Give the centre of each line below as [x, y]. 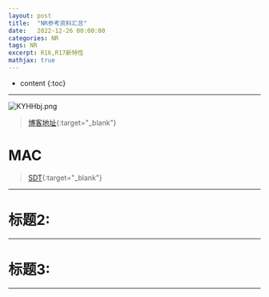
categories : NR [34, 38]
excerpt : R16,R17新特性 [46, 53]
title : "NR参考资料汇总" [48, 23]
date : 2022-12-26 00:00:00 [57, 30]
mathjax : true [32, 61]
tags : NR [23, 46]
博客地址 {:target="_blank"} [72, 122]
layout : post [30, 16]
